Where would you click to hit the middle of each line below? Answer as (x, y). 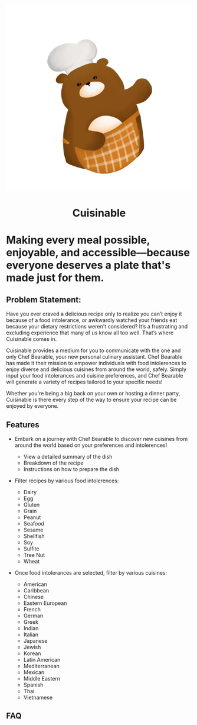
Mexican (34, 672)
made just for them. (55, 278)
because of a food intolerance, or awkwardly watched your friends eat (92, 320)
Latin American (42, 660)
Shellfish (34, 536)
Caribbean (36, 590)
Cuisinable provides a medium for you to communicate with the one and (93, 350)
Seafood (34, 523)
